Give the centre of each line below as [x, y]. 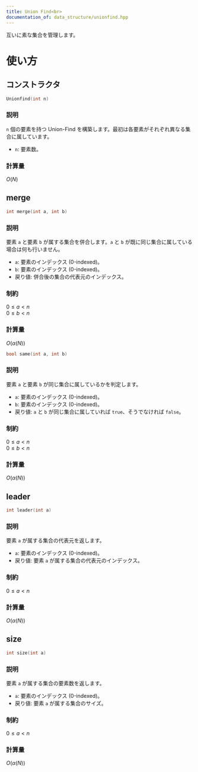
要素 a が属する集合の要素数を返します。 [55, 683]
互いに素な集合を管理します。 [42, 35]
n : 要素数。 [28, 149]
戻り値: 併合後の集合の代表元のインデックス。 [71, 277]
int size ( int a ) [26, 653]
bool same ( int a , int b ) [37, 354]
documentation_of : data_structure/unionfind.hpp [67, 17]
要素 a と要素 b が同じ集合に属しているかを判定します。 [74, 384]
